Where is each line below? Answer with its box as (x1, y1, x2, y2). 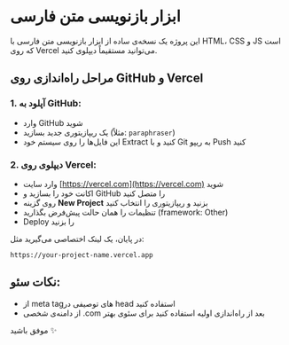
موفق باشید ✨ (10, 325, 57, 335)
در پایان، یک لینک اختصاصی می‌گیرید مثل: (10, 233, 144, 244)
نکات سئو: (10, 275, 61, 290)
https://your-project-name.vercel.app (10, 250, 153, 259)
